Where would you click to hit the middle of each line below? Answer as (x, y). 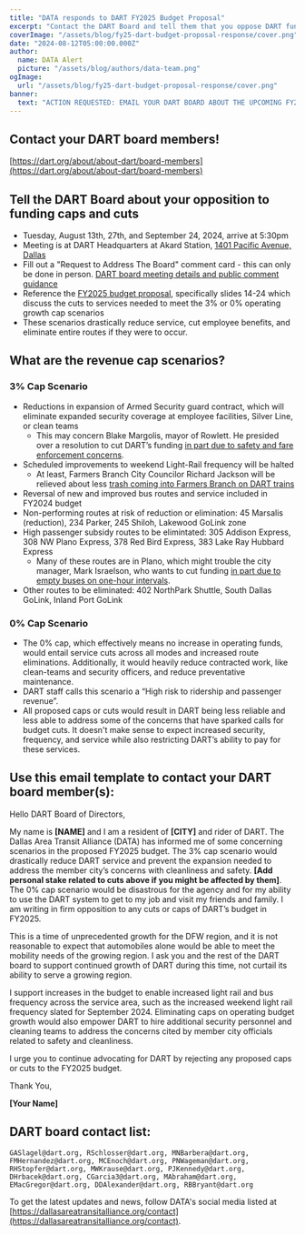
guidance (40, 284)
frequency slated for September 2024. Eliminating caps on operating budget (152, 1011)
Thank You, (31, 1085)
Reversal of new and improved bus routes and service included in (145, 493)
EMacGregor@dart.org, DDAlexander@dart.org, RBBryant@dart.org (132, 1185)
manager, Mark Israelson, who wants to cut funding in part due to (158, 570)
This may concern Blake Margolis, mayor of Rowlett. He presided (157, 435)
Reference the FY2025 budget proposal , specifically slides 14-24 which (156, 293)
